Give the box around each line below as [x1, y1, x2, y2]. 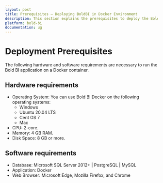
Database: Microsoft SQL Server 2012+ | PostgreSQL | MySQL [12, 162, 137, 168]
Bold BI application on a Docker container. [5, 67, 89, 73]
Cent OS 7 [19, 114, 40, 120]
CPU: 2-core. [12, 124, 39, 131]
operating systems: [12, 99, 51, 105]
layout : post [5, 7, 32, 12]
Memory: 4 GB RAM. [12, 130, 53, 136]
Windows [19, 104, 38, 110]
